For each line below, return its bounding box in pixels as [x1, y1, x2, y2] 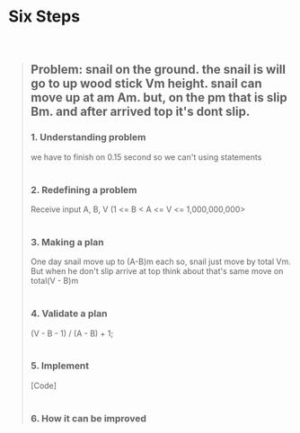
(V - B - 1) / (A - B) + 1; [30, 328, 114, 339]
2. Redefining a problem [30, 183, 137, 196]
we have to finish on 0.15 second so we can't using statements [30, 151, 262, 163]
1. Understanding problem [30, 131, 146, 144]
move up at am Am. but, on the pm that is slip [30, 90, 288, 105]
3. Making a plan [30, 235, 104, 248]
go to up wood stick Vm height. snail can [30, 76, 262, 92]
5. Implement [30, 359, 90, 372]
